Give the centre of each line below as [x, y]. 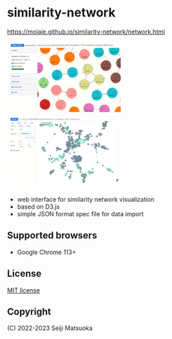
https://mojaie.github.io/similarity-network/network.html [86, 32]
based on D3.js [38, 207]
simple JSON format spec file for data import [80, 213]
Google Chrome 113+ [47, 252]
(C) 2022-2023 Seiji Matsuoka [50, 328]
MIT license [24, 290]
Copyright [29, 311]
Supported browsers [52, 236]
